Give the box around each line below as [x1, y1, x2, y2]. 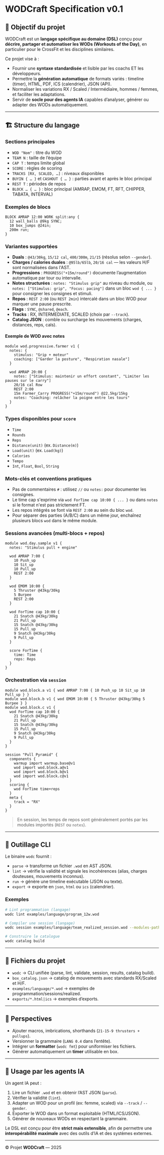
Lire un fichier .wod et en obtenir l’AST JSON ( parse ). [12, 1090, 118, 1096]
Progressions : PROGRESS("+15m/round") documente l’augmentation [12, 270, 146, 276]
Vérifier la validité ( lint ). [12, 1095, 62, 1101]
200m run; [9, 227, 29, 232]
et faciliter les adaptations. [12, 92, 66, 97]
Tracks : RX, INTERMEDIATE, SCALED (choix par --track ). [12, 311, 129, 317]
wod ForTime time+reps [14, 786, 60, 791]
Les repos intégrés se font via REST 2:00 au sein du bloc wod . [12, 507, 134, 513]
